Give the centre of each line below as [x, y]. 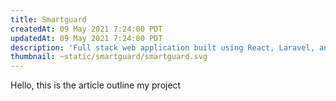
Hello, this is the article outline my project [96, 85]
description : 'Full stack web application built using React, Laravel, [162, 47]
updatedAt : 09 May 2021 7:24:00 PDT [86, 38]
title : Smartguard [48, 19]
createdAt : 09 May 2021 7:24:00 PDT [86, 29]
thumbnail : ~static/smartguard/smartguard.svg [109, 57]
